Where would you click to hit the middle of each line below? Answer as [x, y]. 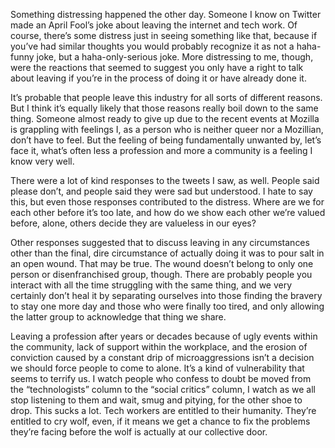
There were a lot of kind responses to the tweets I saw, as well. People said [165, 180]
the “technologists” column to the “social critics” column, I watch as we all [163, 389]
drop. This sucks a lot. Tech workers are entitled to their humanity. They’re [163, 410]
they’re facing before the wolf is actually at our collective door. [139, 432]
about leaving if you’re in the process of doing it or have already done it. [158, 78]
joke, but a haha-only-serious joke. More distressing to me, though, [175, 57]
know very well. [42, 161]
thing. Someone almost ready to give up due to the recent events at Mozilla [165, 118]
